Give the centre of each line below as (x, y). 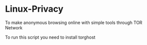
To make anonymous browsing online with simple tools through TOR (74, 22)
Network (14, 27)
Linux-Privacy (34, 9)
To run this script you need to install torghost (50, 37)
